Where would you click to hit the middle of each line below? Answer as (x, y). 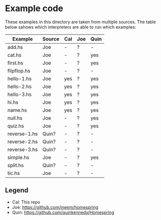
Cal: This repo (26, 202)
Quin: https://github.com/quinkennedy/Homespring (63, 212)
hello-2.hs (20, 86)
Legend (17, 190)
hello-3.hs (20, 94)
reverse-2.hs (23, 141)
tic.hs (14, 173)
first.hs (15, 63)
